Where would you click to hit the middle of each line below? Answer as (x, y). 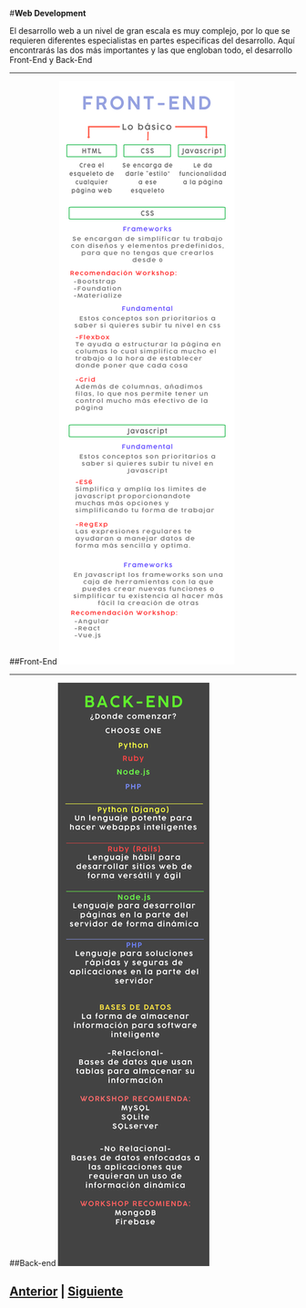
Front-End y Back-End (51, 60)
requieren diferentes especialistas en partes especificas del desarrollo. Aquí (152, 41)
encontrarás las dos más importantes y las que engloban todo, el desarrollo (151, 50)
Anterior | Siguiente (66, 1292)
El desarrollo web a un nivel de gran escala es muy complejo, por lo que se (150, 31)
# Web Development (48, 13)
